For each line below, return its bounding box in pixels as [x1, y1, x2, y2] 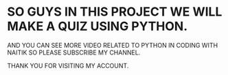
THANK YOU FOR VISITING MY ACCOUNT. [7, 61, 129, 70]
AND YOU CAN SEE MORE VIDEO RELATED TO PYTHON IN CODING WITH [7, 41, 218, 49]
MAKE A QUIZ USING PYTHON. [7, 18, 188, 34]
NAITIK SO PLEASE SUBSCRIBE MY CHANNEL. [7, 48, 141, 57]
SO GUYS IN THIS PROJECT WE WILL [7, 4, 223, 20]
